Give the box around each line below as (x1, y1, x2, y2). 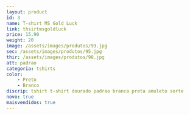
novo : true (6, 94, 34, 100)
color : (6, 71, 23, 77)
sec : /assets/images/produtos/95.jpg (6, 49, 102, 55)
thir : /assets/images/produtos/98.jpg (6, 54, 105, 60)
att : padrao (6, 60, 37, 66)
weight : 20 (6, 37, 34, 43)
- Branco (17, 83, 40, 89)
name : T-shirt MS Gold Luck (6, 20, 78, 26)
